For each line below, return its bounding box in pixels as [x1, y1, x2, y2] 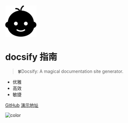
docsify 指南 [5, 51, 58, 63]
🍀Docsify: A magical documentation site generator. [17, 68, 124, 74]
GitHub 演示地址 [5, 102, 39, 108]
